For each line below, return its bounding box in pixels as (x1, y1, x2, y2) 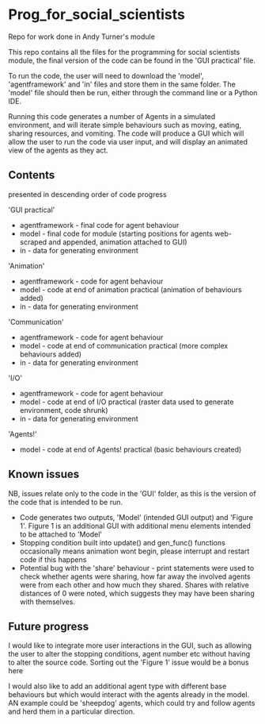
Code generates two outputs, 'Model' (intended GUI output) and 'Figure (19, 512, 253, 522)
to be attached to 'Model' (19, 530, 103, 539)
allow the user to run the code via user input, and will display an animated (8, 137, 248, 146)
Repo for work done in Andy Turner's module (8, 32, 156, 41)
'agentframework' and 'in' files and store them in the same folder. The (8, 79, 236, 89)
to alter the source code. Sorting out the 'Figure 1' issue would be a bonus (8, 657, 249, 668)
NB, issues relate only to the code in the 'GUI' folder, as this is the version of (8, 488, 256, 498)
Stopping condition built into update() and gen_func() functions (19, 537, 225, 547)
